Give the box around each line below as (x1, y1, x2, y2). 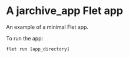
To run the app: (6, 35, 44, 42)
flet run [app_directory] (6, 46, 70, 52)
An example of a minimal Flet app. (6, 23, 89, 30)
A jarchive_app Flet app (6, 4, 124, 18)
